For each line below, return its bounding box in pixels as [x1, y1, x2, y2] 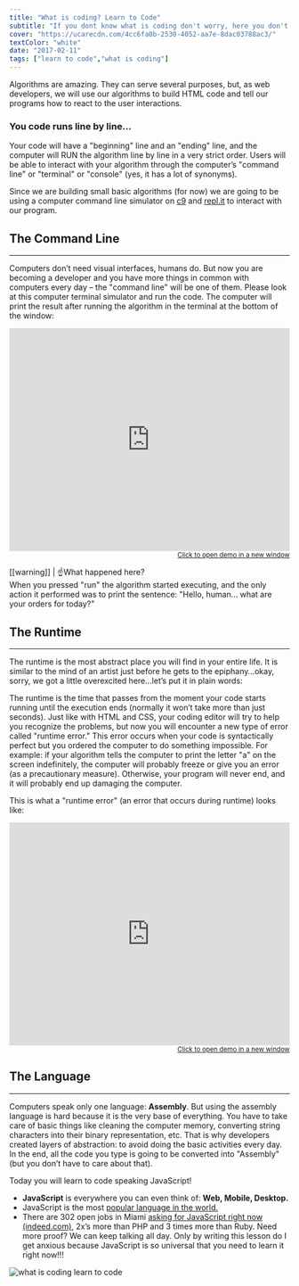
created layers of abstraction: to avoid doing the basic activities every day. [9, 1139, 283, 1150]
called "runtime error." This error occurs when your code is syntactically [9, 730, 274, 741]
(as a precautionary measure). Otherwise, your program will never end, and [9, 768, 286, 779]
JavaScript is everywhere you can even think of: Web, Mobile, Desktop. [21, 1192, 289, 1203]
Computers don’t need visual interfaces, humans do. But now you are [9, 263, 263, 274]
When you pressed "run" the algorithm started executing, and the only [9, 580, 267, 590]
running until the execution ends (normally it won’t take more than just [9, 702, 265, 713]
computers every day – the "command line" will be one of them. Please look [9, 282, 287, 293]
